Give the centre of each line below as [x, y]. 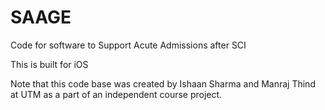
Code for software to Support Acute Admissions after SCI [128, 45]
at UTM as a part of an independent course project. [116, 94]
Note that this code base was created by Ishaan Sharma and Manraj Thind [163, 83]
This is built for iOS [49, 64]
